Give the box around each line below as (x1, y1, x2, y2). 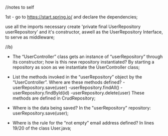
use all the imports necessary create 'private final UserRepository (5, 23, 141, 29)
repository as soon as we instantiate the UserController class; (12, 64, 140, 70)
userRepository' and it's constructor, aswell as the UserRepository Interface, (5, 29, 163, 34)
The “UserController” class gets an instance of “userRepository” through (12, 53, 163, 59)
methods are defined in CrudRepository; (12, 95, 96, 101)
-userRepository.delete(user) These (70, 90, 144, 95)
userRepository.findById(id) (12, 90, 70, 95)
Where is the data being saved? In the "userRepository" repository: (12, 105, 151, 110)
